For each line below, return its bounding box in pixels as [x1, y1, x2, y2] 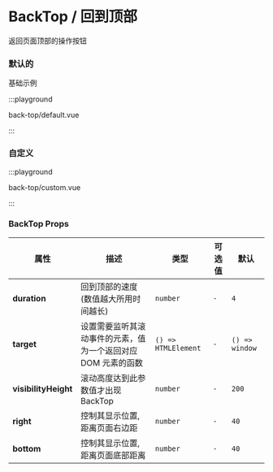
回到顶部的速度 [80, 281, 138, 292]
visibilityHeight [12, 383, 73, 394]
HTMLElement [154, 343, 201, 353]
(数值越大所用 [80, 293, 133, 305]
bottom [12, 443, 41, 454]
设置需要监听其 [80, 320, 138, 331]
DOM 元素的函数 [80, 357, 144, 368]
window [231, 343, 258, 353]
